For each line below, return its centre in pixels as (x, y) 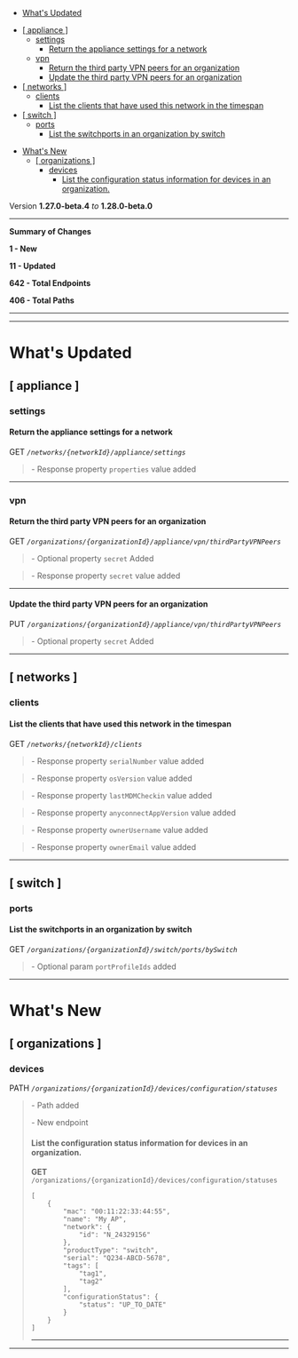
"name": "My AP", (95, 1219)
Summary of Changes (50, 231)
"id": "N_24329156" (114, 1235)
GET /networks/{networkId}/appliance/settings (98, 451)
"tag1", (93, 1274)
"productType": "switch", (111, 1251)
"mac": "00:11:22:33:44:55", (117, 1211)
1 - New (23, 249)
